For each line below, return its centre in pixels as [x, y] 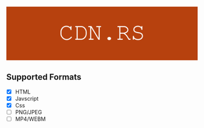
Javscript [27, 98]
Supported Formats [44, 77]
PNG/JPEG [29, 112]
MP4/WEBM [30, 119]
